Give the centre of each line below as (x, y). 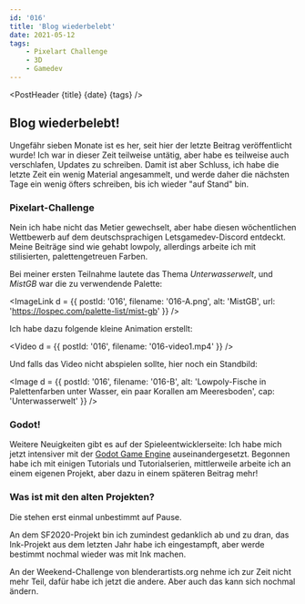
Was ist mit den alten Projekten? (82, 497)
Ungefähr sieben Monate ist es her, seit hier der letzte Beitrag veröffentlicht (151, 145)
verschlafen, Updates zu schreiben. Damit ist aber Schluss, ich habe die (144, 164)
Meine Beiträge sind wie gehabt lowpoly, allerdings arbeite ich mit (133, 246)
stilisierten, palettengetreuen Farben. (79, 256)
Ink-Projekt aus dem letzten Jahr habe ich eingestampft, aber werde (137, 544)
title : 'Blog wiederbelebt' (63, 26)
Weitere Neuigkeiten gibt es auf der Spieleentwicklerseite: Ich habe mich (146, 445)
